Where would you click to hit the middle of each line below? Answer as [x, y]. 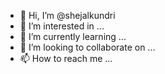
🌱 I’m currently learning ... [73, 36]
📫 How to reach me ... [66, 58]
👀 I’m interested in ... [62, 26]
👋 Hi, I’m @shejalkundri [67, 15]
